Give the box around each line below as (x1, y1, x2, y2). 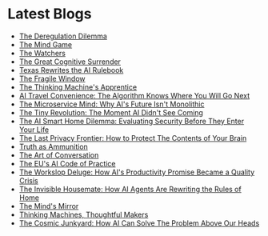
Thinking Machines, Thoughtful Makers (18, 210, 149, 219)
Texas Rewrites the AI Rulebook (18, 65, 124, 74)
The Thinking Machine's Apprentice (18, 82, 138, 92)
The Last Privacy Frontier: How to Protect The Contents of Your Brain (18, 133, 247, 142)
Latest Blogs (7, 5, 92, 23)
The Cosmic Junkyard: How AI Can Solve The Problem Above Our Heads (18, 218, 260, 228)
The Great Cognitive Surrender (18, 57, 122, 66)
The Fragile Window (18, 74, 86, 83)
